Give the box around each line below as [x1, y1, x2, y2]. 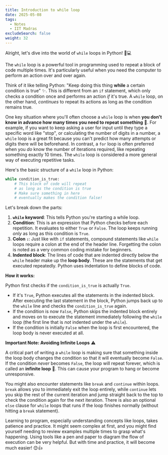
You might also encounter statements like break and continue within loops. [5, 381, 160, 387]
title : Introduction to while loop [5, 7, 80, 13]
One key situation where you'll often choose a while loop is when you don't [5, 113, 162, 120]
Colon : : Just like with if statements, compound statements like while [12, 236, 159, 242]
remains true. [5, 104, 33, 110]
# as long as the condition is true [14, 186, 92, 191]
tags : [5, 17, 17, 22]
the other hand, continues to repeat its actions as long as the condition [5, 98, 152, 104]
